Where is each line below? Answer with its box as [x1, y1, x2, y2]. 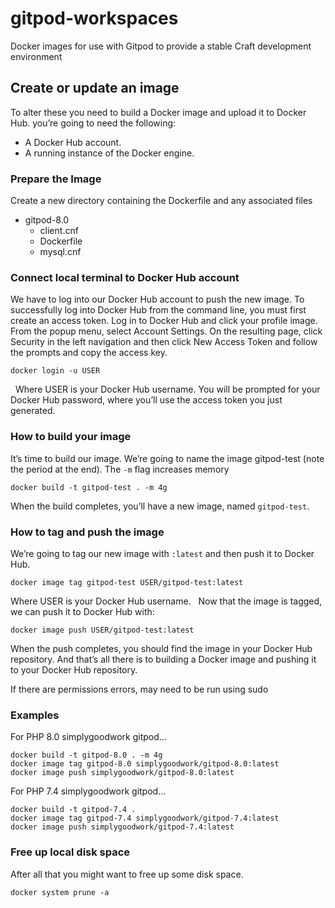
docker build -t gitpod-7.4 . [10, 805, 137, 815]
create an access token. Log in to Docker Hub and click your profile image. [10, 315, 318, 327]
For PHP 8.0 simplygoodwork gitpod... [10, 731, 167, 743]
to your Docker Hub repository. [10, 663, 138, 676]
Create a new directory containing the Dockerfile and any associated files [10, 195, 313, 207]
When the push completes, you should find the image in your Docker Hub [10, 642, 313, 654]
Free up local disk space [10, 845, 131, 859]
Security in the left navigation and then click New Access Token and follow [10, 336, 318, 348]
